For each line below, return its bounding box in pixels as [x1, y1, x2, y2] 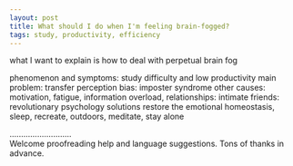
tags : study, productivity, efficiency [9, 30, 161, 39]
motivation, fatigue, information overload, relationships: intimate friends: [9, 92, 280, 103]
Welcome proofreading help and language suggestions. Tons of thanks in [9, 138, 285, 150]
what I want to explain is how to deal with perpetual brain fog [9, 55, 238, 66]
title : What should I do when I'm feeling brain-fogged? [9, 22, 230, 31]
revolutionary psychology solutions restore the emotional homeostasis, [9, 102, 275, 112]
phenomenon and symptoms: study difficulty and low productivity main [9, 73, 277, 83]
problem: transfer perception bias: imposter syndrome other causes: [9, 83, 266, 93]
